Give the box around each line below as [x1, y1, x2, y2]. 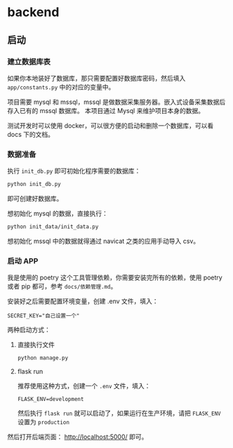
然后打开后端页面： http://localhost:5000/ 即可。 [7, 433, 148, 441]
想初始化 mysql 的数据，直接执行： [7, 209, 109, 218]
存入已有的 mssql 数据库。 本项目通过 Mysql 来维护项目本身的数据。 [7, 106, 205, 114]
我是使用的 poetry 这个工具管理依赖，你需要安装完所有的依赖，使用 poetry [7, 273, 222, 282]
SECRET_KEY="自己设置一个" [7, 312, 80, 319]
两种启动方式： [7, 326, 51, 334]
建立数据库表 [7, 57, 51, 67]
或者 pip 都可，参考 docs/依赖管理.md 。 [7, 282, 117, 291]
